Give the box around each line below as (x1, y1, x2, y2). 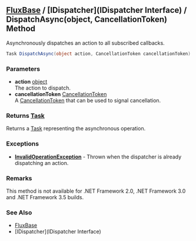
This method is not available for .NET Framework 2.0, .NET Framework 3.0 (6, 187, 186, 194)
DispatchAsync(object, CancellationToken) (6, 15, 168, 25)
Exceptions (6, 140, 39, 148)
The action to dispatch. (14, 84, 71, 91)
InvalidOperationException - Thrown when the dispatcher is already (14, 153, 182, 160)
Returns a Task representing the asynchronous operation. (6, 125, 146, 132)
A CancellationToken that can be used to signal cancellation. (14, 97, 161, 104)
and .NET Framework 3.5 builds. (6, 193, 84, 200)
